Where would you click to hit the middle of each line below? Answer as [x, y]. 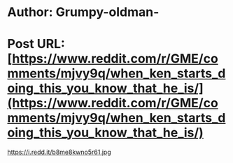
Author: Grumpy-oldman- [83, 12]
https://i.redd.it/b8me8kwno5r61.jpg [59, 152]
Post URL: [36, 44]
